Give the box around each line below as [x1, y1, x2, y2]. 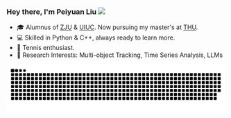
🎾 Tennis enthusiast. [16, 44, 75, 52]
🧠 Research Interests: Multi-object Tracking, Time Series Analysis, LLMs [16, 51, 223, 59]
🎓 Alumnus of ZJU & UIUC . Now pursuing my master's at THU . [16, 23, 198, 31]
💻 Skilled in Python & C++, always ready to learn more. [16, 33, 176, 42]
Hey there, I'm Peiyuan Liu [6, 7, 97, 17]
